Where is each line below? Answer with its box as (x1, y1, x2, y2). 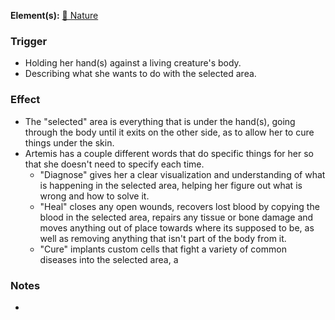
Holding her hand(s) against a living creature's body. (24, 57, 242, 69)
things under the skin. (24, 136, 115, 149)
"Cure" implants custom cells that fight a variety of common (39, 243, 287, 255)
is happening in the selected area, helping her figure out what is (39, 179, 303, 191)
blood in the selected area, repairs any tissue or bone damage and (39, 211, 314, 223)
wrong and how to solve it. (39, 190, 150, 202)
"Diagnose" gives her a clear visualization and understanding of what (39, 168, 326, 180)
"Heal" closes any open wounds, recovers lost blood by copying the (39, 200, 320, 212)
